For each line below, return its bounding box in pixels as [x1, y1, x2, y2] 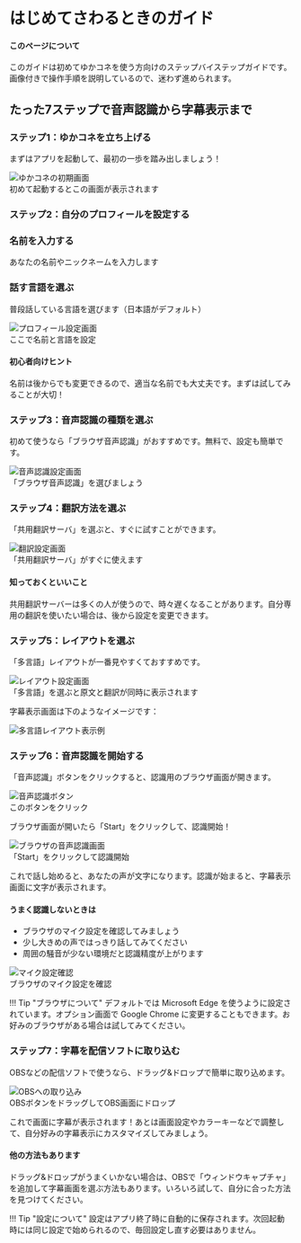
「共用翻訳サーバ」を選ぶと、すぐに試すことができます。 [9, 524, 221, 535]
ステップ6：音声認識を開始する [9, 750, 145, 762]
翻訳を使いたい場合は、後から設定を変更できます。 [24, 609, 214, 620]
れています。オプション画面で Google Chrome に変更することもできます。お [9, 1008, 290, 1020]
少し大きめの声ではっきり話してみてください [22, 937, 188, 948]
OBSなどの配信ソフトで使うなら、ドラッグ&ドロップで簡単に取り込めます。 [9, 1067, 290, 1078]
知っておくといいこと [9, 576, 88, 587]
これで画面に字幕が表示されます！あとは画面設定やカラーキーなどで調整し [9, 1116, 285, 1127]
